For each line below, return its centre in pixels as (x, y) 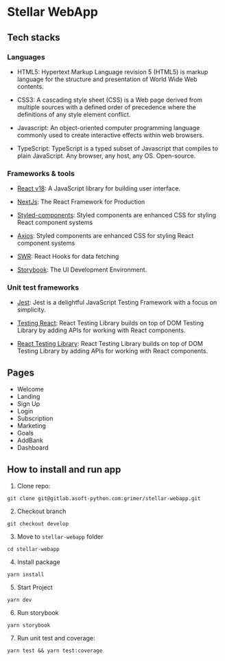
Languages (26, 57)
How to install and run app (64, 469)
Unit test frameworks (43, 288)
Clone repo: (34, 486)
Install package (38, 562)
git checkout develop (38, 524)
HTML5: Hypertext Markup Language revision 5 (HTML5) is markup (113, 72)
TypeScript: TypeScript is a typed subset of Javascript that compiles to (117, 148)
